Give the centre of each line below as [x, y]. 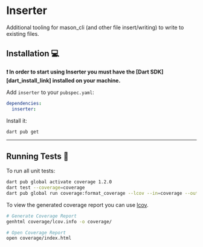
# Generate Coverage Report [42, 216]
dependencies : [24, 103]
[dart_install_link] [29, 80]
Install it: [17, 120]
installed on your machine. [86, 80]
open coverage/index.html [39, 238]
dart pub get [23, 132]
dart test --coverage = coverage [46, 188]
